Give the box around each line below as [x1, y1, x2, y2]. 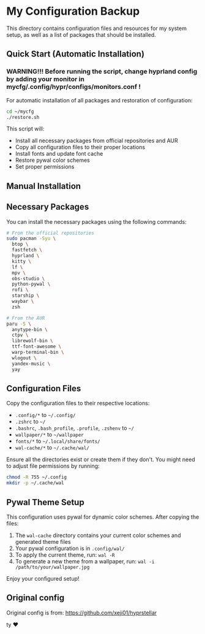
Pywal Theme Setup [6, 497, 84, 507]
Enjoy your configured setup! [6, 575, 80, 582]
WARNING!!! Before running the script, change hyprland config [6, 67, 198, 76]
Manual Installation [6, 181, 81, 191]
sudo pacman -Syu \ [6, 235, 56, 242]
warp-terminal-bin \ [12, 349, 64, 356]
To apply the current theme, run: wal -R [15, 551, 115, 559]
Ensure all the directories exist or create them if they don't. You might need [6, 456, 195, 464]
